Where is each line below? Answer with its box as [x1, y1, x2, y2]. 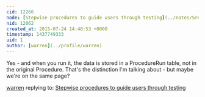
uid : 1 [6, 37, 23, 43]
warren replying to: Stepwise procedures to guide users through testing [6, 84, 186, 91]
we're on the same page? [6, 72, 70, 79]
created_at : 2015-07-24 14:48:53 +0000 [6, 25, 108, 32]
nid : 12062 [6, 20, 34, 26]
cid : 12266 [6, 8, 34, 15]
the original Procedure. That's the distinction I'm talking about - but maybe [6, 65, 194, 73]
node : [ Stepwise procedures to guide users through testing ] [6, 15, 165, 21]
